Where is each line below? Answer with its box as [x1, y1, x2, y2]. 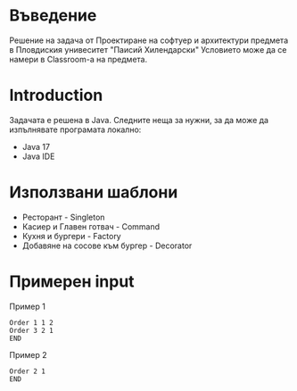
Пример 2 [9, 349, 47, 360]
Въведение [9, 5, 97, 26]
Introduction [9, 86, 103, 105]
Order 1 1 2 [9, 318, 54, 327]
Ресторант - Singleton [21, 212, 105, 222]
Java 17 [21, 141, 51, 152]
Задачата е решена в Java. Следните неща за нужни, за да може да [9, 114, 269, 125]
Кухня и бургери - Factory [21, 230, 122, 241]
